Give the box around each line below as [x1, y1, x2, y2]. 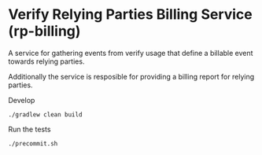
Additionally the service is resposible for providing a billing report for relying [8, 72, 254, 81]
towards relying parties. [8, 57, 85, 66]
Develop [8, 95, 35, 105]
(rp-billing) [8, 22, 81, 40]
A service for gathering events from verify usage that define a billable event [8, 48, 253, 57]
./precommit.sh [8, 139, 58, 147]
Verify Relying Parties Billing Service [8, 6, 253, 24]
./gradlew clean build [8, 110, 83, 119]
